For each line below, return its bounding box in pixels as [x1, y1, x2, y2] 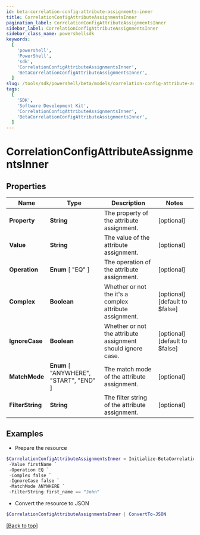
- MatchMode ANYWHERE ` [8, 483, 65, 490]
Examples [6, 428, 43, 439]
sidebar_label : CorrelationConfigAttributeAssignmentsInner [6, 25, 159, 32]
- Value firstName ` [8, 461, 58, 467]
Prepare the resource [14, 444, 67, 451]
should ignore [104, 345, 143, 353]
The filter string [104, 393, 148, 402]
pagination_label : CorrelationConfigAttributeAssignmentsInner [6, 20, 167, 26]
